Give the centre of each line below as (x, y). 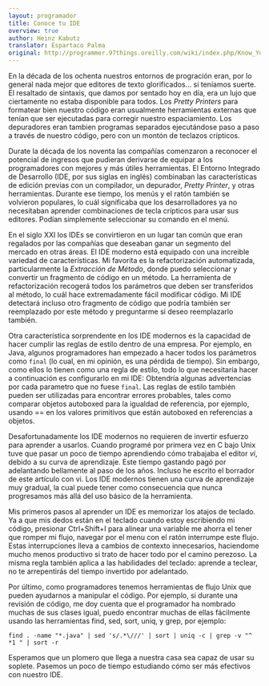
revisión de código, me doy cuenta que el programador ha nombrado (122, 604)
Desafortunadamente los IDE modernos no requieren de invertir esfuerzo (128, 436)
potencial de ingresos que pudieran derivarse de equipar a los (111, 160)
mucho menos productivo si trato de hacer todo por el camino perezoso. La (133, 554)
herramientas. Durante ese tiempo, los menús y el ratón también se (119, 194)
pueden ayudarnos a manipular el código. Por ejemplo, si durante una (123, 595)
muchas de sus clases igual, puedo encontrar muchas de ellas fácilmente (129, 612)
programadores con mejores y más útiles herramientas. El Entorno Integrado (134, 168)
